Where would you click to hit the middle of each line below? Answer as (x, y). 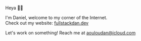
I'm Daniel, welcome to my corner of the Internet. (56, 17)
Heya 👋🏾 (14, 8)
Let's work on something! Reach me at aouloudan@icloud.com (70, 33)
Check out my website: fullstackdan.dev (47, 23)
